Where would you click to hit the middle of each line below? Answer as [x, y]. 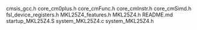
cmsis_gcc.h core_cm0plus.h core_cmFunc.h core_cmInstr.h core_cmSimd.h [99, 9]
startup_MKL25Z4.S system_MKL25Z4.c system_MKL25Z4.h [80, 21]
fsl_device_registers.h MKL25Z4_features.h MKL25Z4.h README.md [90, 15]
